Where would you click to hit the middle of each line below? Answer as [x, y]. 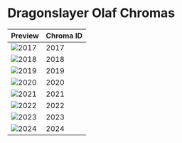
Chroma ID [64, 36]
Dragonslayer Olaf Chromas [91, 13]
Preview [25, 36]
